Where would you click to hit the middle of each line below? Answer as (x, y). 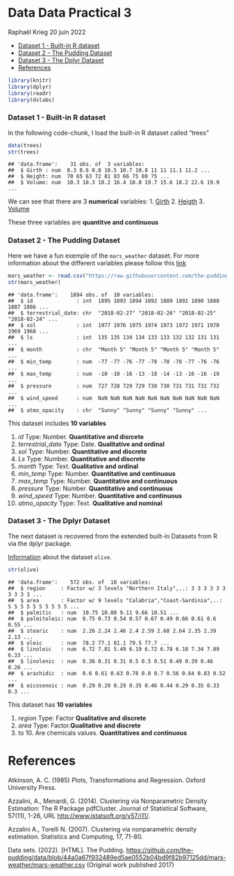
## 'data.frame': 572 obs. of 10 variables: (80, 582)
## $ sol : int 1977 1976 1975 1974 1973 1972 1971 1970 (114, 325)
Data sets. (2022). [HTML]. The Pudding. (66, 850)
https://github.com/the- (160, 850)
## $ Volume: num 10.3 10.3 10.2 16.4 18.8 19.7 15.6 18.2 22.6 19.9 (114, 183)
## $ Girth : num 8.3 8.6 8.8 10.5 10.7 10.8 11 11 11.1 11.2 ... (109, 171)
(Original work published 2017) (130, 865)
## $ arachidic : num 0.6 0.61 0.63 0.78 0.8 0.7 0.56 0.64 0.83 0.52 (117, 673)
